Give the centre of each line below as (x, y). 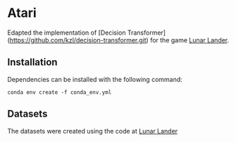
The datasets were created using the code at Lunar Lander (93, 131)
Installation (32, 63)
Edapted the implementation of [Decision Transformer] (87, 32)
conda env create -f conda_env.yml (60, 92)
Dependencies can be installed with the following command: (95, 79)
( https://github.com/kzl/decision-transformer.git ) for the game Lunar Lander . (118, 40)
